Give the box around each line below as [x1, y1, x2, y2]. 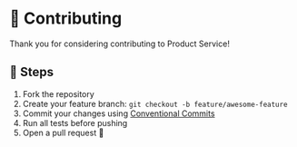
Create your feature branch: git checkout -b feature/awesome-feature [22, 98, 288, 109]
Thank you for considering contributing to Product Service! [9, 38, 230, 49]
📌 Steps [9, 64, 54, 80]
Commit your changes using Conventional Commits [22, 108, 215, 119]
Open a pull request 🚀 [22, 127, 104, 138]
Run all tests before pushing [22, 117, 128, 128]
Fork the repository [22, 88, 95, 99]
